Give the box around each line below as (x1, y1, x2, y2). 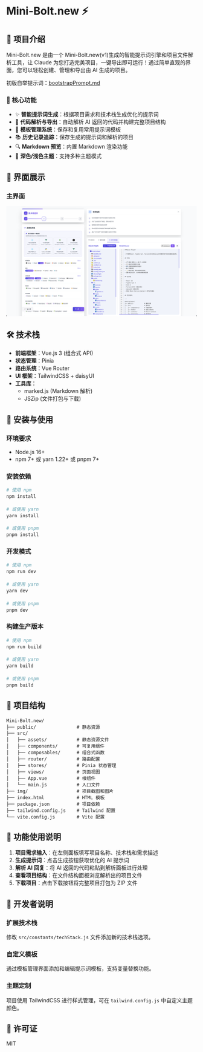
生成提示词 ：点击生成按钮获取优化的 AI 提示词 (14, 857, 130, 864)
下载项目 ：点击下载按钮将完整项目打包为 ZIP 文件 (14, 879, 138, 886)
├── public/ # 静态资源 (6, 724, 101, 730)
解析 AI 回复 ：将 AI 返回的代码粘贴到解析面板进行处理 (14, 864, 148, 871)
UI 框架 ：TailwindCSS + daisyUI (14, 372, 95, 380)
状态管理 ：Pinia (14, 357, 54, 364)
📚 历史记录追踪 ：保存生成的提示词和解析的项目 (14, 133, 134, 141)
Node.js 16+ (14, 448, 45, 455)
